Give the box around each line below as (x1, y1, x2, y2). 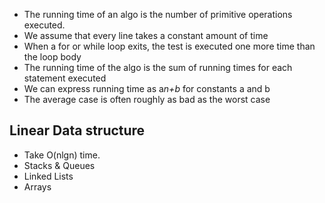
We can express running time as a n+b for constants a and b (23, 83, 271, 94)
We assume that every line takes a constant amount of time (23, 30, 269, 41)
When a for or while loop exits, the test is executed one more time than (23, 40, 316, 52)
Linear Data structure (9, 122, 146, 139)
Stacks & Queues (23, 159, 96, 171)
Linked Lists (23, 170, 74, 182)
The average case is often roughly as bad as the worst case (23, 94, 271, 105)
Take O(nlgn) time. (23, 149, 101, 161)
